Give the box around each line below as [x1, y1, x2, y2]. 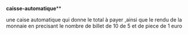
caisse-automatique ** [6, 5, 62, 12]
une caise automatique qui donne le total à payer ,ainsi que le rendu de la [6, 16, 182, 23]
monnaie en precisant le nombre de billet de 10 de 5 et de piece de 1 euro [6, 23, 183, 29]
